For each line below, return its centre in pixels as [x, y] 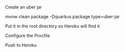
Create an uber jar [23, 7]
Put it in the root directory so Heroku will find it [53, 26]
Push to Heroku [21, 45]
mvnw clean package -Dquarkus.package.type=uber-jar [62, 16]
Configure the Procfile [28, 36]
